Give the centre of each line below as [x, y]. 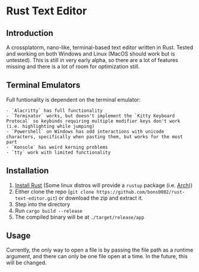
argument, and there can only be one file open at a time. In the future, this [97, 256]
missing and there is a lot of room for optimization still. [73, 66]
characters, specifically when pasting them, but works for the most [95, 137]
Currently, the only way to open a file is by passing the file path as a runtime [100, 250]
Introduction [30, 33]
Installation [27, 171]
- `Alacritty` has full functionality [54, 111]
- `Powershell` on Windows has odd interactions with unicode [85, 132]
